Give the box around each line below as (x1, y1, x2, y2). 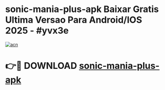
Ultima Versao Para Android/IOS (5, 14, 142, 26)
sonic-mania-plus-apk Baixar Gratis (5, 4, 159, 15)
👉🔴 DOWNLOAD (5, 60, 77, 71)
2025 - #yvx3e (5, 25, 69, 36)
